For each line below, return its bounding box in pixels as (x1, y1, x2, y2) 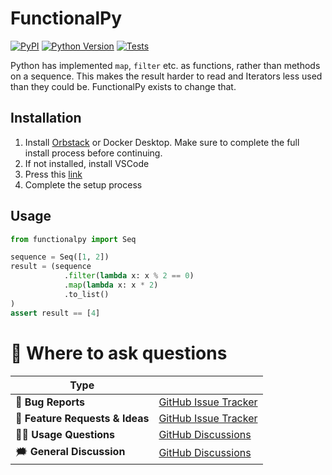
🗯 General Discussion (15, 444, 126, 458)
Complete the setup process (24, 178, 143, 191)
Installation (10, 110, 82, 127)
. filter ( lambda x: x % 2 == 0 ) (63, 271, 195, 281)
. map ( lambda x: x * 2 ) (63, 280, 159, 291)
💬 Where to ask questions (10, 342, 228, 364)
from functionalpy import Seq (10, 234, 137, 244)
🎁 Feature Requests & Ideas (15, 411, 150, 425)
